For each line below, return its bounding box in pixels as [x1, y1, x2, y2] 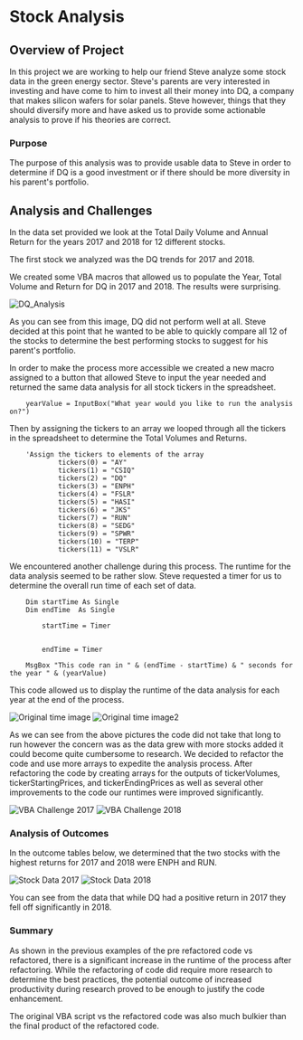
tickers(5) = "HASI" [57, 497, 136, 507]
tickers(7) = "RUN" [57, 514, 131, 523]
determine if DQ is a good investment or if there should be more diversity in [9, 167, 290, 178]
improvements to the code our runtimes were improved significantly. [9, 787, 264, 798]
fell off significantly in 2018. [9, 902, 112, 912]
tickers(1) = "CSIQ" [57, 466, 136, 476]
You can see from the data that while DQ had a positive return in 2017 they [9, 893, 287, 903]
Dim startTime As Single [25, 598, 119, 607]
